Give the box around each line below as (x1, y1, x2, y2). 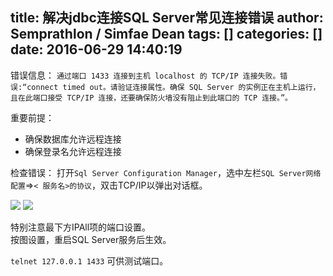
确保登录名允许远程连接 (24, 145, 122, 157)
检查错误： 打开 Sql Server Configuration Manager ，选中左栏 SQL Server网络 (10, 166, 322, 178)
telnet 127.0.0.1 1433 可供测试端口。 (10, 254, 169, 267)
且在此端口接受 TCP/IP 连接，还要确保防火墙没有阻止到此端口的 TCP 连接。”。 (10, 93, 293, 103)
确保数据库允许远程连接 (24, 133, 122, 145)
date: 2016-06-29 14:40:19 (10, 41, 183, 58)
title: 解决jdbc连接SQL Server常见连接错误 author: (10, 9, 324, 27)
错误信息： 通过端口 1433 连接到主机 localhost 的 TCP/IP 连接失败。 (10, 69, 281, 81)
